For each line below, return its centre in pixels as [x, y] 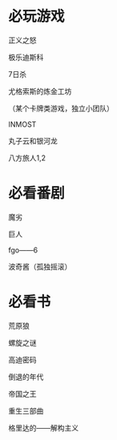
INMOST [22, 124]
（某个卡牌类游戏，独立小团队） [61, 108]
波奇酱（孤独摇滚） [40, 266]
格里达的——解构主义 [43, 428]
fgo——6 [23, 250]
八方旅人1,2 [27, 158]
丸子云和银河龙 [33, 140]
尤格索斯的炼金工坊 [40, 91]
